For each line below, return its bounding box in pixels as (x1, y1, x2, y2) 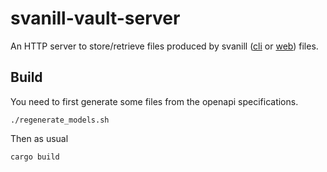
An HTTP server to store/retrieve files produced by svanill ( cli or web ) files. (10, 40, 319, 52)
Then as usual (10, 132, 69, 144)
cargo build (10, 152, 60, 162)
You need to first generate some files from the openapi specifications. (10, 95, 299, 107)
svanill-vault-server (10, 7, 181, 30)
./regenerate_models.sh (10, 115, 110, 125)
